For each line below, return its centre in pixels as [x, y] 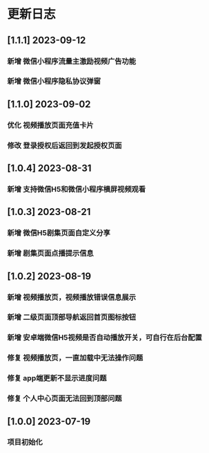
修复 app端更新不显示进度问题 [57, 378]
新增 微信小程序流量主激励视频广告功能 [72, 61]
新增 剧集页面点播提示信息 [51, 253]
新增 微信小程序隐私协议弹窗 [54, 82]
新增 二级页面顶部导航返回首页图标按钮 [72, 317]
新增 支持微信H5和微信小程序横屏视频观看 [77, 189]
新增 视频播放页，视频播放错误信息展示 [72, 297]
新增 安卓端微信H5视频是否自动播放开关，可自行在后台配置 [104, 338]
